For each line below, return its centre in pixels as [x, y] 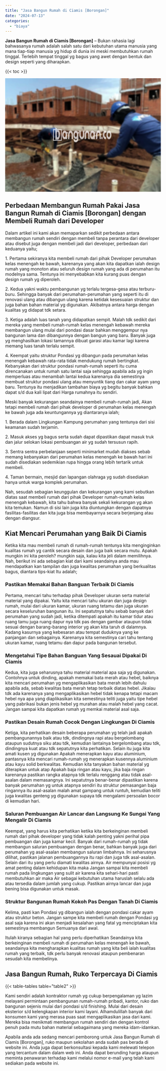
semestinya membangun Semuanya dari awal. [52, 928]
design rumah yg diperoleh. [33, 279]
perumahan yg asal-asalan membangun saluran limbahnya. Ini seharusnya [81, 852]
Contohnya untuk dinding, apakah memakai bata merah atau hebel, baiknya [82, 677]
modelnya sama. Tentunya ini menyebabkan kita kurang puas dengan [76, 274]
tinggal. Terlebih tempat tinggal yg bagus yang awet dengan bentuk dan [78, 56]
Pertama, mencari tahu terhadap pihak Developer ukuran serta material [77, 595]
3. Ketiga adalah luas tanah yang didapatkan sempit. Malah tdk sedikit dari [81, 320]
